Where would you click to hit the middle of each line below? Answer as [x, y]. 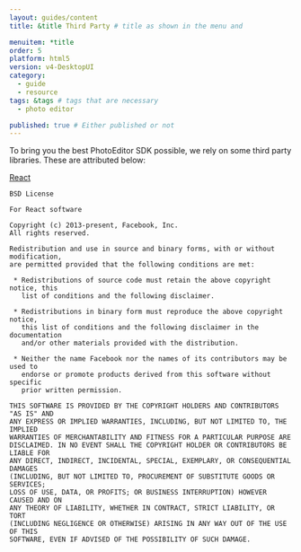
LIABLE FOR [30, 453]
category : [28, 76]
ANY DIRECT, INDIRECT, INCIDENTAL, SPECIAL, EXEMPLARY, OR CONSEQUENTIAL [150, 461]
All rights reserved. [50, 233]
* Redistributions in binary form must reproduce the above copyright [148, 312]
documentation [36, 336]
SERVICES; [28, 485]
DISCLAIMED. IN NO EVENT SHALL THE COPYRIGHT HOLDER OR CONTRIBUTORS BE [148, 445]
